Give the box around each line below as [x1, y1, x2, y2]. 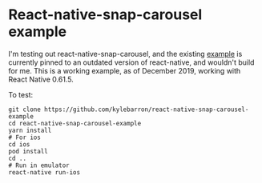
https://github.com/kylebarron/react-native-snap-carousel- [43, 105, 249, 113]
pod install [8, 147, 48, 155]
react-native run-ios [8, 168, 81, 177]
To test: [8, 90, 34, 99]
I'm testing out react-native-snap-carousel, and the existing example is [8, 49, 243, 58]
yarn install [8, 126, 52, 134]
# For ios [8, 133, 42, 141]
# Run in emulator [8, 161, 70, 169]
